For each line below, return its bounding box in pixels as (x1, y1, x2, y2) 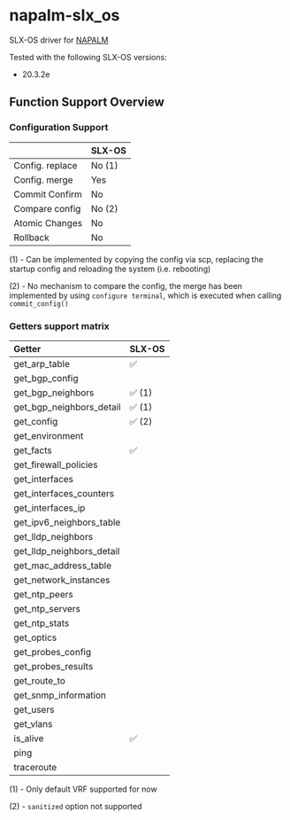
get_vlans (13, 717, 53, 730)
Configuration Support (9, 121, 109, 134)
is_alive (13, 732, 44, 745)
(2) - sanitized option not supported (9, 800, 143, 811)
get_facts (13, 444, 52, 457)
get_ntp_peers (13, 588, 73, 600)
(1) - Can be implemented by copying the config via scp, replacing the (9, 254, 263, 264)
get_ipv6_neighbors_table (13, 516, 121, 528)
